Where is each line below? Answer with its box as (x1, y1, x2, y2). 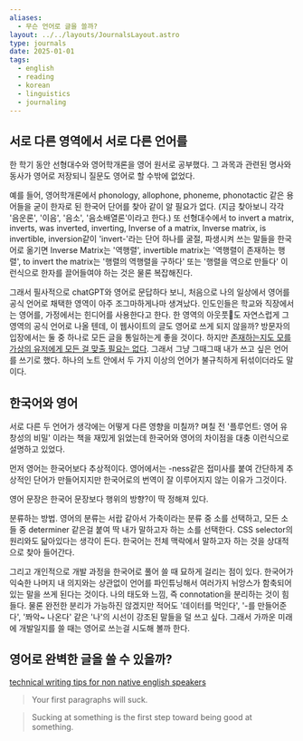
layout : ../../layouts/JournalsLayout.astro (9, 30, 180, 39)
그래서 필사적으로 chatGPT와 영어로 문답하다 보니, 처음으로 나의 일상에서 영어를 (9, 287, 290, 297)
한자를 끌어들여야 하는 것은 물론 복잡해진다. (40, 268, 193, 278)
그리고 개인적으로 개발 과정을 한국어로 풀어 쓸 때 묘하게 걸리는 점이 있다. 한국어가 (9, 566, 294, 577)
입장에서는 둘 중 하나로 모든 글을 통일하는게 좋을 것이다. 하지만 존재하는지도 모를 (9, 332, 292, 343)
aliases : (9, 13, 43, 23)
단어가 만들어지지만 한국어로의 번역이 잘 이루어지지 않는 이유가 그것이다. (33, 474, 288, 485)
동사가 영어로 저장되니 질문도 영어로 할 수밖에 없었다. (9, 171, 195, 181)
